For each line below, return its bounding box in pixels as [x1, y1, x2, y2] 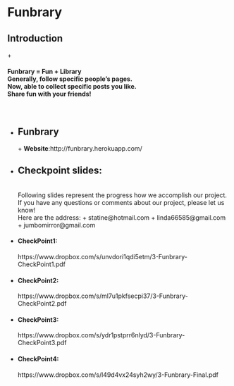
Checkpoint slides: [17, 165, 102, 177]
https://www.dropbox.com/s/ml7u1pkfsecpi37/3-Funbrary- [17, 292, 188, 300]
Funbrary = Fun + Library [7, 67, 82, 75]
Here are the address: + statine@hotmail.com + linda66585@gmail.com [17, 213, 226, 222]
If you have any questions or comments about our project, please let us [17, 198, 225, 206]
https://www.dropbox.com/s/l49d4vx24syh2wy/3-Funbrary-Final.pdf [17, 371, 218, 379]
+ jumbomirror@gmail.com [17, 220, 96, 229]
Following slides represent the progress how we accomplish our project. [17, 191, 228, 199]
